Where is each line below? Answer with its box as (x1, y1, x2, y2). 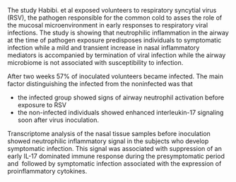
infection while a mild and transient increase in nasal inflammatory (7, 44, 200, 51)
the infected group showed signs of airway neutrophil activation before (17, 93, 225, 102)
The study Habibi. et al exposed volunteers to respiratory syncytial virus (7, 6, 217, 14)
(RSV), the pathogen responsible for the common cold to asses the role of (7, 13, 223, 22)
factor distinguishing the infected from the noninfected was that (7, 80, 193, 87)
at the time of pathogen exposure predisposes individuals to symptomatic (7, 36, 222, 44)
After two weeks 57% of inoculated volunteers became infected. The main (7, 72, 224, 80)
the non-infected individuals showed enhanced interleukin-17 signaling (17, 109, 224, 116)
